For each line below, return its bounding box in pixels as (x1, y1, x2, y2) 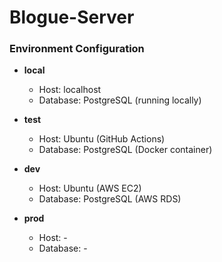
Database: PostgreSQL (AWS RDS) (38, 193, 182, 205)
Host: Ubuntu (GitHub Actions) (38, 133, 166, 145)
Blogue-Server (9, 6, 135, 29)
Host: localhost (38, 84, 102, 96)
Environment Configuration (9, 42, 145, 56)
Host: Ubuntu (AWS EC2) (38, 182, 142, 195)
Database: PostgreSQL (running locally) (38, 94, 202, 106)
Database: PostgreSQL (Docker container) (38, 144, 213, 156)
